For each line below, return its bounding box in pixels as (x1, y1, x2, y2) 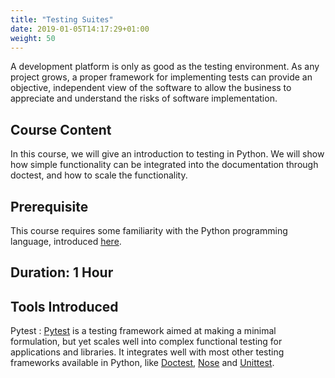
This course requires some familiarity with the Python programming (10, 225, 288, 236)
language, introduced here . (10, 236, 122, 247)
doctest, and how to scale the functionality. (10, 169, 188, 181)
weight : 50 (10, 33, 56, 43)
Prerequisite (10, 198, 89, 215)
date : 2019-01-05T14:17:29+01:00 (10, 24, 150, 34)
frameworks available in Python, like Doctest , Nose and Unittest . (10, 357, 275, 369)
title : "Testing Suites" (10, 14, 114, 25)
